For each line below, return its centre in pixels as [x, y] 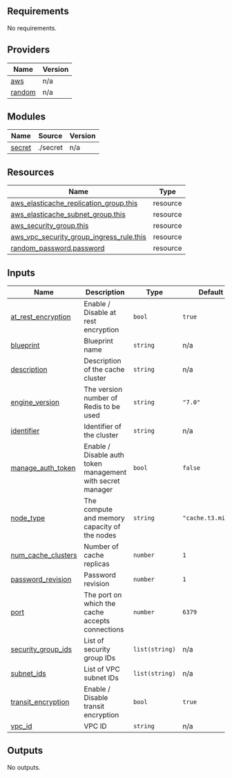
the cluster [101, 435]
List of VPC [102, 670]
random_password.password [58, 248]
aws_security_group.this [50, 226]
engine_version [35, 402]
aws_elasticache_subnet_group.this [68, 215]
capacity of [102, 526]
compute [98, 509]
